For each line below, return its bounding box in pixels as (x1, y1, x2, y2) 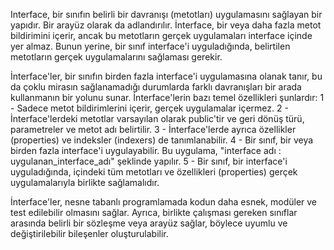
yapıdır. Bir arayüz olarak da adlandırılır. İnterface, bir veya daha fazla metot (10, 19, 322, 31)
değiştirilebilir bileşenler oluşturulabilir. (10, 228, 169, 239)
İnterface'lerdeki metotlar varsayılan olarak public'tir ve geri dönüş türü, (10, 113, 305, 124)
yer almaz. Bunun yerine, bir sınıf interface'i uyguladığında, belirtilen (10, 40, 291, 52)
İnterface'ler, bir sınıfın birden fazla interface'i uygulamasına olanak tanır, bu (10, 70, 323, 82)
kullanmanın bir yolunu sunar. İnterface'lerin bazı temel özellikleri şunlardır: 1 (10, 92, 325, 103)
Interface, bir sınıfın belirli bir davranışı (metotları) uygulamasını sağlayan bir (10, 9, 323, 20)
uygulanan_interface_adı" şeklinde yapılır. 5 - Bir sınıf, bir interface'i (10, 155, 288, 167)
